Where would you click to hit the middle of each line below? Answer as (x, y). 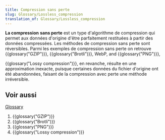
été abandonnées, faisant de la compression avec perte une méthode (76, 74)
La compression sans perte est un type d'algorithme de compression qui (80, 33)
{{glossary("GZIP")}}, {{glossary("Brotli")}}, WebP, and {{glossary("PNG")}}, (83, 54)
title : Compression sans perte (37, 10)
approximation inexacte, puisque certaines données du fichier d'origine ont (82, 69)
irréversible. (17, 79)
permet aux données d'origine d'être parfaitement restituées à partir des (79, 38)
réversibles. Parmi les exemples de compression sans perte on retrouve (78, 49)
